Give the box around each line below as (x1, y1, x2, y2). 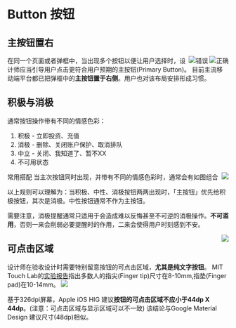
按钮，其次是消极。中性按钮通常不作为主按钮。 (13, 196, 149, 204)
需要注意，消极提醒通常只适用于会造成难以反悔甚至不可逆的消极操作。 (7, 211, 211, 220)
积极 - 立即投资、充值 (17, 131, 80, 140)
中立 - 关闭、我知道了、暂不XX (17, 149, 107, 157)
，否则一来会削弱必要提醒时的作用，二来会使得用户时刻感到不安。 (13, 220, 204, 228)
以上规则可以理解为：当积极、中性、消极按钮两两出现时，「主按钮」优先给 (7, 188, 220, 196)
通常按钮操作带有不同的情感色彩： (7, 117, 106, 125)
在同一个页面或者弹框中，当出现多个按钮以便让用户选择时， (7, 57, 180, 65)
